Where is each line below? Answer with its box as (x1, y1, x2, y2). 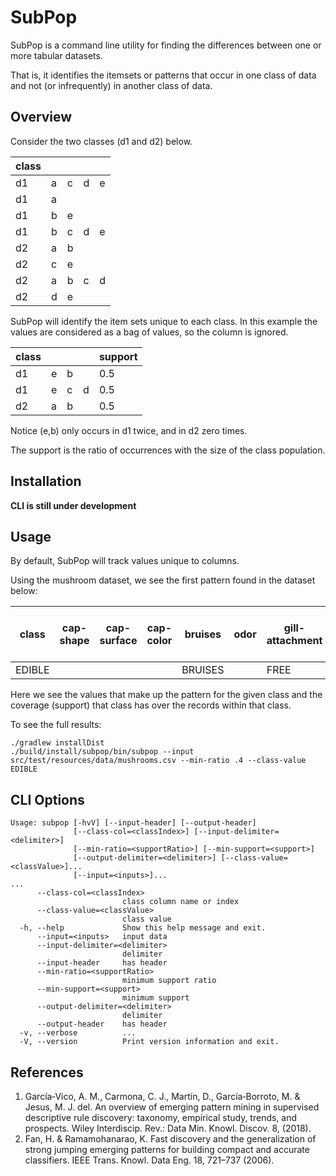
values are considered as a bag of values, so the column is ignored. (10, 326, 289, 338)
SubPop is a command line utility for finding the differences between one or (10, 39, 322, 51)
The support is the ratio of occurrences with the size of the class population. (10, 444, 326, 456)
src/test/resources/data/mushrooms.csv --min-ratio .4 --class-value (10, 756, 307, 766)
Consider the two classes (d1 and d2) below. (10, 135, 193, 147)
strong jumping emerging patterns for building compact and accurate (24, 1144, 310, 1155)
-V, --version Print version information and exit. (19, 1037, 280, 1047)
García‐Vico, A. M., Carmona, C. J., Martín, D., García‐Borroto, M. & (24, 1091, 301, 1102)
